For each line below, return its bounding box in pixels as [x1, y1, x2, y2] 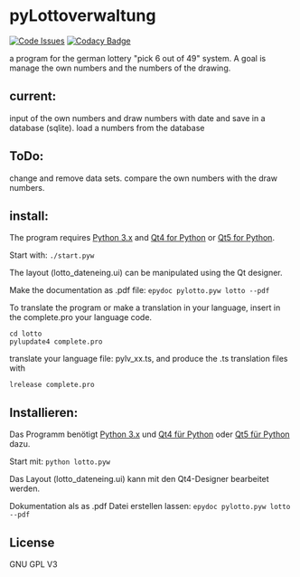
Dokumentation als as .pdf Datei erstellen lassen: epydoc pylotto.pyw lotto [9, 501, 291, 512]
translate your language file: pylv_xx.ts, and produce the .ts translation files [9, 354, 288, 364]
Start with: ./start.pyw [9, 250, 95, 260]
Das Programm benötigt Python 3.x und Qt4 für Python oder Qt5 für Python [9, 429, 291, 440]
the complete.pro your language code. [9, 312, 152, 323]
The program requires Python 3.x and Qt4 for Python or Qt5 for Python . [9, 232, 276, 243]
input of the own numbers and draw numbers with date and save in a [9, 112, 266, 123]
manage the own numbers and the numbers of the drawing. [9, 62, 231, 73]
